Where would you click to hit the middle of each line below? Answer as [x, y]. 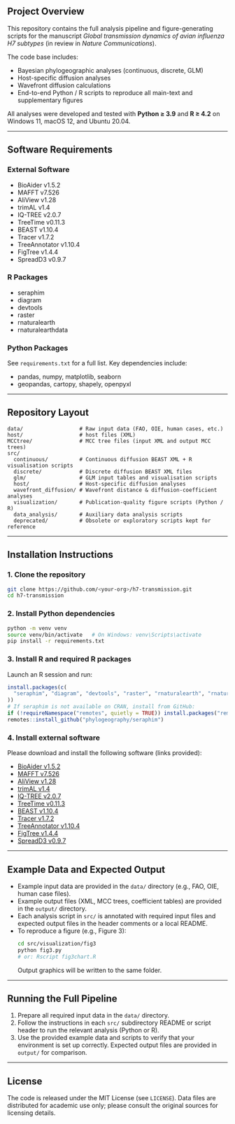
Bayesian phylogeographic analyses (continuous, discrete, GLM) [111, 70]
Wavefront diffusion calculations [64, 85]
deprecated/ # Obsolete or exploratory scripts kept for [112, 521]
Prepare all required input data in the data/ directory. [93, 1016]
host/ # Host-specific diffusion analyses [100, 484]
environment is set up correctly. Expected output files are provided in [117, 1045]
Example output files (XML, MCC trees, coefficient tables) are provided [120, 901]
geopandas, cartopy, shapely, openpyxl [74, 384]
